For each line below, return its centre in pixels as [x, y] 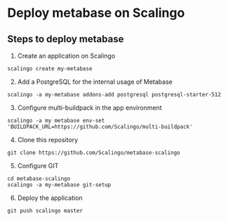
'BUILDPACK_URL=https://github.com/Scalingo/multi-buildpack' [100, 127]
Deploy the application [50, 198]
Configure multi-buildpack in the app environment [90, 108]
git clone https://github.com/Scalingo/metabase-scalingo [94, 153]
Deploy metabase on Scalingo [96, 13]
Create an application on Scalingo [66, 56]
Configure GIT [38, 166]
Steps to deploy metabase [66, 39]
